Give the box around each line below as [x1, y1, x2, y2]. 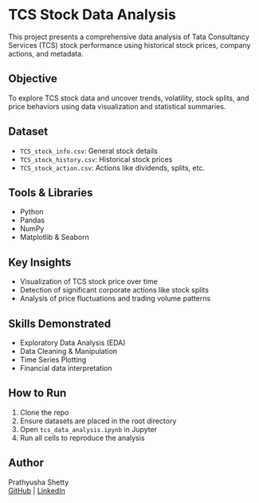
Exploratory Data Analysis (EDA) [19, 338, 126, 348]
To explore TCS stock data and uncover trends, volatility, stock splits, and [8, 93, 249, 103]
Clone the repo [19, 407, 69, 417]
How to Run [8, 387, 67, 400]
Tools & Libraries [8, 186, 93, 199]
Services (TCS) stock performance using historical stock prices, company [8, 40, 251, 49]
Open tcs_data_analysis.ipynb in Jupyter [19, 424, 158, 434]
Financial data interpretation [19, 363, 112, 372]
